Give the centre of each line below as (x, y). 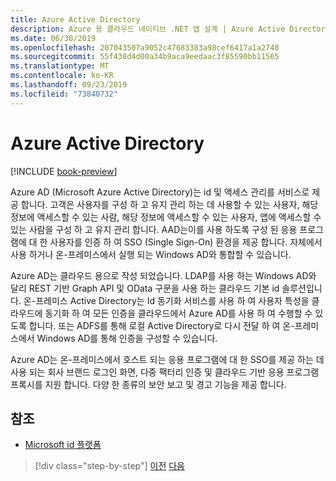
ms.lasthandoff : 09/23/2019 (69, 85)
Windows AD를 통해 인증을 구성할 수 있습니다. (127, 338)
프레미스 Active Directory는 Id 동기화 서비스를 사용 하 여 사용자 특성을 (172, 300)
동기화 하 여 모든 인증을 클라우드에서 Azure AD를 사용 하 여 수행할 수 (178, 313)
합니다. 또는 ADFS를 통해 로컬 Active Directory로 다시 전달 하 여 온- (161, 325)
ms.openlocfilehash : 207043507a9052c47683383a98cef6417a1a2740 (145, 47)
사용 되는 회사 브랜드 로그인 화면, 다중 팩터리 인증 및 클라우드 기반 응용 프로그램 (165, 372)
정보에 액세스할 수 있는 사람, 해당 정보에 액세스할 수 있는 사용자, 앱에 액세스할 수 (166, 217)
